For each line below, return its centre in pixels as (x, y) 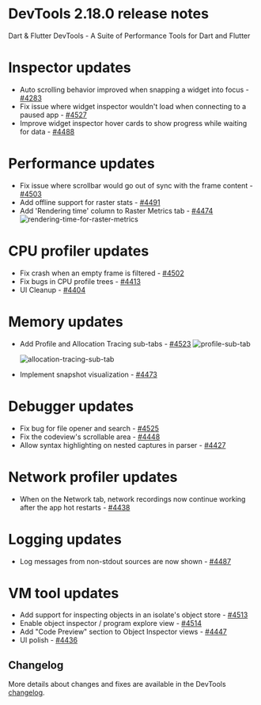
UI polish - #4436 (48, 640)
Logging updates (65, 539)
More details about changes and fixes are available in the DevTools (117, 684)
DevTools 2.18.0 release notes (109, 14)
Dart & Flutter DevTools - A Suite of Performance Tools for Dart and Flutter (129, 36)
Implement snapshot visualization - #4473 (89, 374)
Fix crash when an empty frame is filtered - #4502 (102, 273)
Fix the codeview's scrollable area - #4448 (90, 437)
